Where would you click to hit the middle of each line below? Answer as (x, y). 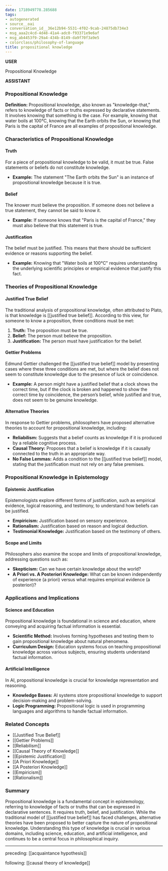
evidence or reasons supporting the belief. (49, 253)
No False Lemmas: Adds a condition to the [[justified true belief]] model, (87, 459)
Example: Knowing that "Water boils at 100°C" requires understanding (85, 263)
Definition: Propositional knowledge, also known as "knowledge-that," (78, 105)
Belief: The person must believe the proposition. (62, 335)
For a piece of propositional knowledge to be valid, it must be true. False (79, 162)
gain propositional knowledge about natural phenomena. (70, 641)
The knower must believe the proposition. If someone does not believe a (79, 205)
